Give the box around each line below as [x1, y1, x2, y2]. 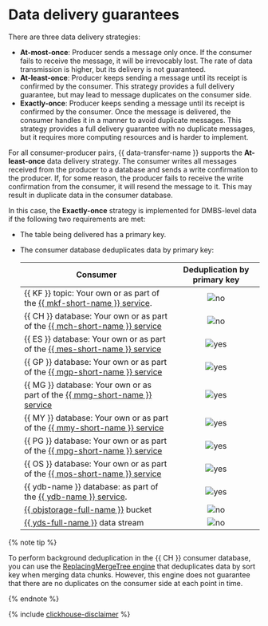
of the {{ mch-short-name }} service [23, 320, 162, 331]
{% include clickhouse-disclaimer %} [8, 609, 131, 619]
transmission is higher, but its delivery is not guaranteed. [19, 64, 206, 73]
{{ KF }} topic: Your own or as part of [23, 287, 160, 299]
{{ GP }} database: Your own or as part [23, 356, 167, 367]
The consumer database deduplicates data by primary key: [19, 245, 214, 255]
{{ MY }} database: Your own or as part [23, 412, 169, 423]
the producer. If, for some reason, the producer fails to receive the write [8, 173, 244, 183]
